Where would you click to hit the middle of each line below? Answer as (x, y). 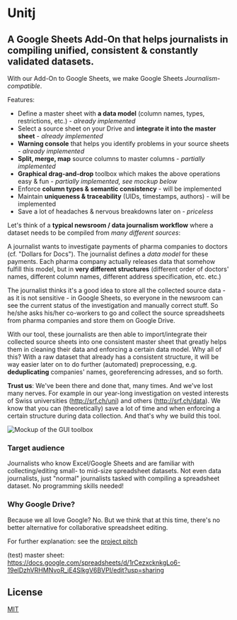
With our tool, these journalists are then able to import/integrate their (107, 334)
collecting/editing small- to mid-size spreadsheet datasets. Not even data (114, 471)
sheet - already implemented (60, 136)
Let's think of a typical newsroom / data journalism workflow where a (110, 225)
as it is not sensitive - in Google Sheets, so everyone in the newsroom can (115, 298)
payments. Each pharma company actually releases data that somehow (111, 261)
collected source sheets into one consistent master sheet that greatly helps (117, 342)
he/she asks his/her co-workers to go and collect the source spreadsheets (116, 313)
